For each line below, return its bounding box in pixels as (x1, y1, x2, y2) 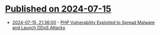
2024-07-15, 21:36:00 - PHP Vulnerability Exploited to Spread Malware (12, 19, 155, 25)
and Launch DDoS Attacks (12, 24, 66, 30)
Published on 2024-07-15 (5, 3, 112, 15)
